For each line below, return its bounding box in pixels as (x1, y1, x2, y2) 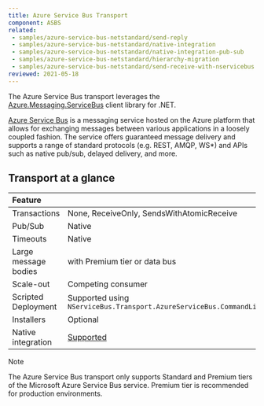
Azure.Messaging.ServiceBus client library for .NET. (8, 100, 177, 109)
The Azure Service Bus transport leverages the (8, 91, 160, 101)
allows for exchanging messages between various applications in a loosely (8, 124, 250, 133)
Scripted (12, 292, 44, 303)
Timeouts (12, 234, 47, 245)
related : (8, 26, 37, 34)
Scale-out (12, 279, 50, 290)
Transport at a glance (8, 172, 115, 185)
